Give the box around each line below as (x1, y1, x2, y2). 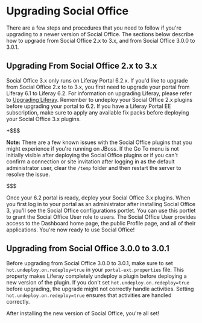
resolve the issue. (6, 171, 50, 178)
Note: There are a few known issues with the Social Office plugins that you (6, 139, 192, 146)
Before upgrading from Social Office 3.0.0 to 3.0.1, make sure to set (6, 259, 173, 266)
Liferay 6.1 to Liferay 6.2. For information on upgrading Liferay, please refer (6, 89, 192, 97)
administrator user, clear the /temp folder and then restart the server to (6, 164, 181, 171)
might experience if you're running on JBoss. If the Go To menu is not (6, 145, 179, 152)
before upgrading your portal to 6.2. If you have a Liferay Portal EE (6, 102, 171, 110)
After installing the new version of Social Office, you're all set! (6, 309, 160, 317)
